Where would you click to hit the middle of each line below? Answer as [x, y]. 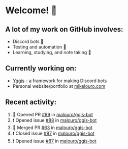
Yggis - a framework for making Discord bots [60, 81]
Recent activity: [31, 102]
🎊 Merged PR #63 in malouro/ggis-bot [53, 128]
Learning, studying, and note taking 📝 [52, 52]
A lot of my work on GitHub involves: [64, 29]
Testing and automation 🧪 [39, 47]
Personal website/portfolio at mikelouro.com [59, 86]
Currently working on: [41, 68]
